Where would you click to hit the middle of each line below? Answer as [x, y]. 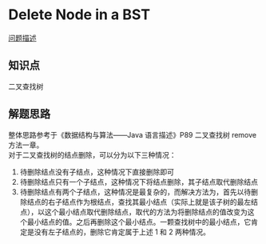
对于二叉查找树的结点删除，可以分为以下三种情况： [92, 154]
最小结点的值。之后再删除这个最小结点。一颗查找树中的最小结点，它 [139, 222]
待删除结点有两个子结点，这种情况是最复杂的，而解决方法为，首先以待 [135, 192]
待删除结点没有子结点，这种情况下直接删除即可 [97, 172]
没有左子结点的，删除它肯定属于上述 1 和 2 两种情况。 [122, 232]
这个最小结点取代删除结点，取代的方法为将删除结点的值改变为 [146, 212]
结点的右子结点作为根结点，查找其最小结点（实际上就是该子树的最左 [139, 202]
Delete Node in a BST [79, 15]
